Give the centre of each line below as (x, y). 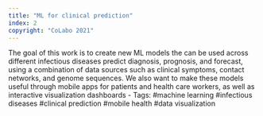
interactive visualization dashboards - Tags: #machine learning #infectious (130, 95)
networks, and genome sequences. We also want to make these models (126, 78)
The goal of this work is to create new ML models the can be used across (128, 53)
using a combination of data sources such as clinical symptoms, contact (126, 70)
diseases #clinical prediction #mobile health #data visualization (112, 103)
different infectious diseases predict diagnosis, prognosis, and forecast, (126, 61)
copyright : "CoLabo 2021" (51, 30)
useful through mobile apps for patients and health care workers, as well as (131, 87)
